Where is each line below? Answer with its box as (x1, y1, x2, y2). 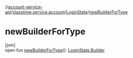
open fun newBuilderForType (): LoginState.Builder (5, 47, 105, 53)
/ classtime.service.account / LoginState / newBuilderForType (11, 9, 128, 15)
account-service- (8, 4, 43, 10)
